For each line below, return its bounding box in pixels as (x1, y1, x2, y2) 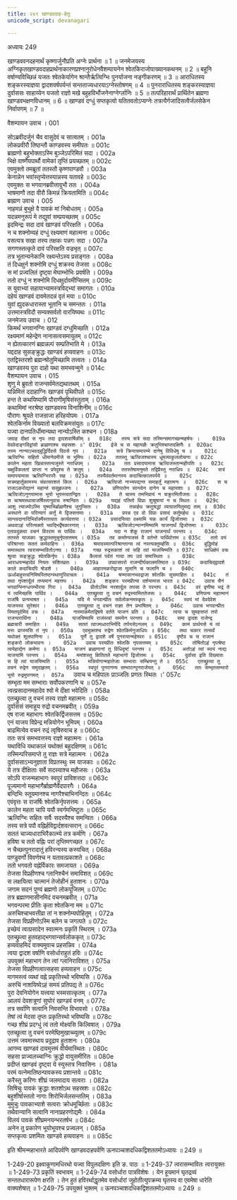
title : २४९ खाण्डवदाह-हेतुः (7, 10, 71, 18)
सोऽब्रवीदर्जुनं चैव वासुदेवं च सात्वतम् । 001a (7, 132, 106, 141)
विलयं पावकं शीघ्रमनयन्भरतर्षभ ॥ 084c (7, 1115, 95, 1124)
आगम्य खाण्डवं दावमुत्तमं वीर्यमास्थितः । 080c (7, 1044, 109, 1052)
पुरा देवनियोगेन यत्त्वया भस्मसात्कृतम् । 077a (7, 988, 107, 997)
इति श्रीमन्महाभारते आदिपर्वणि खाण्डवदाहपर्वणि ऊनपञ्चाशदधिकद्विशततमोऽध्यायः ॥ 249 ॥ (7, 1146, 202, 1154)
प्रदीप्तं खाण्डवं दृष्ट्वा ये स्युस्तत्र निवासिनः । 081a (7, 1060, 118, 1068)
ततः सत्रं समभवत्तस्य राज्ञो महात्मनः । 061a (7, 733, 104, 742)
